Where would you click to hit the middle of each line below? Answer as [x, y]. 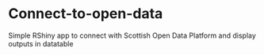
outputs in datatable [41, 43]
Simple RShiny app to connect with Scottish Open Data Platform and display [132, 35]
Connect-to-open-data [86, 14]
